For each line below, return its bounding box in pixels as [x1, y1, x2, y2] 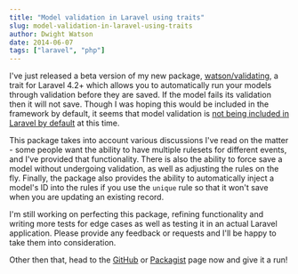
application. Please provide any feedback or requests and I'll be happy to [9, 228, 278, 238]
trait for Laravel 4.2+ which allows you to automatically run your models [9, 80, 272, 91]
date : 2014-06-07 [9, 37, 74, 47]
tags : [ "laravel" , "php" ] [9, 46, 105, 55]
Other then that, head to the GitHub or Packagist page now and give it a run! [9, 254, 288, 265]
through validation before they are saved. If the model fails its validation [9, 90, 271, 101]
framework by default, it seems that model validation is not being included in [9, 109, 289, 119]
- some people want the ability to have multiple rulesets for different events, [9, 144, 287, 156]
